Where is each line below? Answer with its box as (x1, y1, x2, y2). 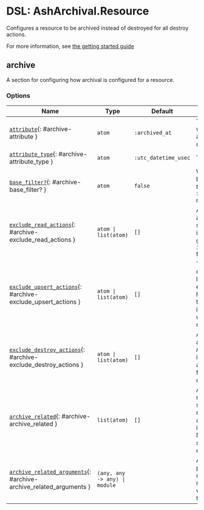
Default (151, 107, 174, 116)
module (97, 482, 117, 489)
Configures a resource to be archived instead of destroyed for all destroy (6, 24, 189, 32)
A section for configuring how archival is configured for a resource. (6, 76, 175, 83)
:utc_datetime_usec (134, 155, 191, 161)
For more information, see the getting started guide (6, 42, 135, 50)
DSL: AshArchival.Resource (6, 4, 149, 18)
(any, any (97, 470, 126, 477)
